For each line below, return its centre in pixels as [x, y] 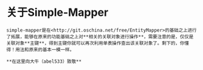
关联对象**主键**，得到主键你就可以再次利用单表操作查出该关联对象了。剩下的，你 [95, 43]
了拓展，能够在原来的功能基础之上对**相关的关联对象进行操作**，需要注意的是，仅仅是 [100, 37]
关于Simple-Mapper [57, 12]
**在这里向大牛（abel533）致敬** [44, 61]
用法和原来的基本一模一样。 [45, 49]
